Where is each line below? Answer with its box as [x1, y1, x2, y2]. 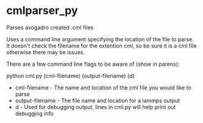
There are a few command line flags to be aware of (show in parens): [6, 60, 180, 68]
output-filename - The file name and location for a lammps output [15, 97, 180, 104]
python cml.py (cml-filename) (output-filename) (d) [6, 72, 135, 79]
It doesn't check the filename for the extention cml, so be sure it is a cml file [6, 42, 197, 49]
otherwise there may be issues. [6, 48, 85, 55]
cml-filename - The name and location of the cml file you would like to [15, 83, 191, 91]
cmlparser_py [6, 4, 78, 18]
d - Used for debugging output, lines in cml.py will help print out [15, 103, 176, 110]
